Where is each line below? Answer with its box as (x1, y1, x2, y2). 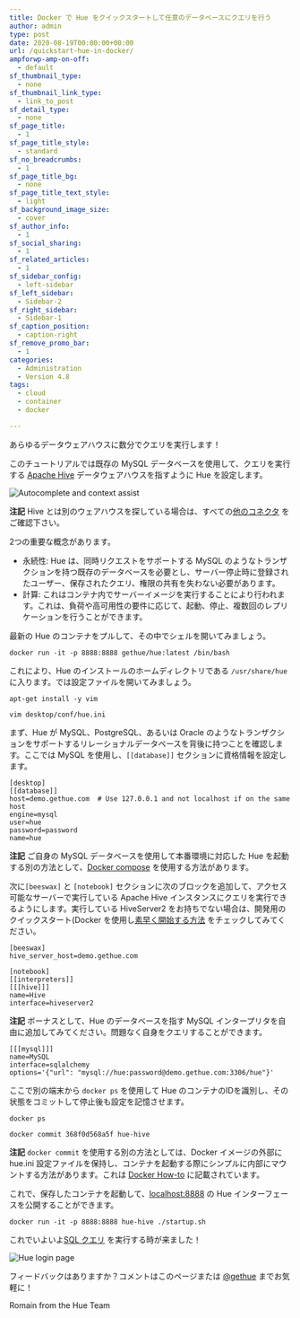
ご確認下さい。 (9, 517, 64, 528)
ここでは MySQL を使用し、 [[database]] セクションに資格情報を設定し (23, 749, 287, 760)
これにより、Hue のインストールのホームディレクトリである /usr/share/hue (9, 665, 288, 676)
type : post (9, 30, 50, 39)
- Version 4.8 (17, 372, 70, 382)
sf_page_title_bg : (9, 171, 78, 180)
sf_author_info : (9, 222, 70, 231)
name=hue (9, 833, 42, 842)
